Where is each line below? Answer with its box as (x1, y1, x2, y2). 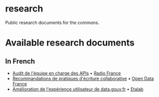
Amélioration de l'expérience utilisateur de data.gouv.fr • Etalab (12, 86, 143, 92)
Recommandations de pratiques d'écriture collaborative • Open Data (12, 75, 154, 81)
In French (5, 57, 35, 65)
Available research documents (5, 37, 135, 48)
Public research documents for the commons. (5, 19, 99, 25)
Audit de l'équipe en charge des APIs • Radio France (12, 70, 121, 76)
